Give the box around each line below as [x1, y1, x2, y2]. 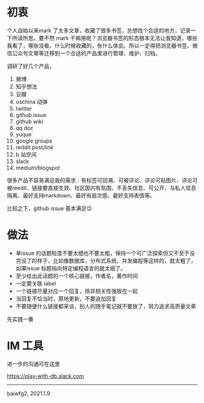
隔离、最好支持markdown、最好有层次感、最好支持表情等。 [7, 192, 156, 199]
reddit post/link [15, 143, 54, 151]
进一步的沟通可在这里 [7, 360, 60, 367]
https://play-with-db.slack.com [7, 372, 84, 379]
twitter [15, 104, 32, 112]
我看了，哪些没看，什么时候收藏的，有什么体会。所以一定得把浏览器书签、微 [7, 42, 198, 49]
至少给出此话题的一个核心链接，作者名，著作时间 [15, 272, 138, 279]
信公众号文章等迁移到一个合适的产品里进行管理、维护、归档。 [7, 49, 161, 56]
